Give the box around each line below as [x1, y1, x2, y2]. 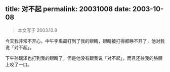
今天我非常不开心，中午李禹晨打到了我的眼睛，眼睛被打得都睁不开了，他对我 [5, 38, 165, 44]
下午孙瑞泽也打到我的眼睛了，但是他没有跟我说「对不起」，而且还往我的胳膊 [5, 55, 163, 61]
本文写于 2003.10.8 [17, 27, 57, 33]
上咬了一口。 [5, 61, 32, 67]
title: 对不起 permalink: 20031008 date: [5, 5, 132, 14]
